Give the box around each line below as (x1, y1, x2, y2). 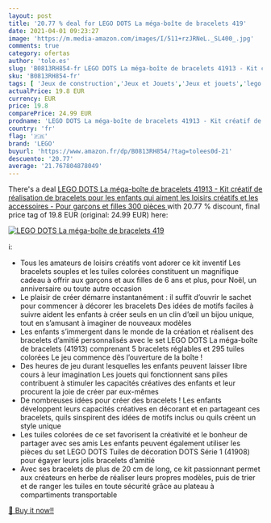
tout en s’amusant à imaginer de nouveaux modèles (19, 318, 192, 328)
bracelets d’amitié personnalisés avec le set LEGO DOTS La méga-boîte (19, 335, 258, 345)
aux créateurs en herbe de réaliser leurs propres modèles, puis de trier (19, 473, 256, 483)
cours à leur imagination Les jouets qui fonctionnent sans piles (19, 369, 228, 380)
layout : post (8, 11, 52, 20)
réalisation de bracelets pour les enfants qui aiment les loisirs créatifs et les (8, 193, 259, 203)
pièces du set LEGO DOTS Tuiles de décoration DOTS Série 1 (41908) (19, 447, 250, 457)
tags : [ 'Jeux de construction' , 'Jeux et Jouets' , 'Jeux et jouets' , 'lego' (8, 79, 265, 87)
